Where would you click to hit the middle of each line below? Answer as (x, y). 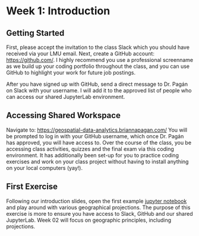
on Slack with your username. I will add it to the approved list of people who (99, 90)
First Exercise (32, 187)
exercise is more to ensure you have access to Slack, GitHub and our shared (99, 213)
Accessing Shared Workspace (63, 115)
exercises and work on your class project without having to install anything (97, 162)
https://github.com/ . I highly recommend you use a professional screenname (100, 60)
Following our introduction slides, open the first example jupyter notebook (97, 201)
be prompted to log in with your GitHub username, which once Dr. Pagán (95, 136)
